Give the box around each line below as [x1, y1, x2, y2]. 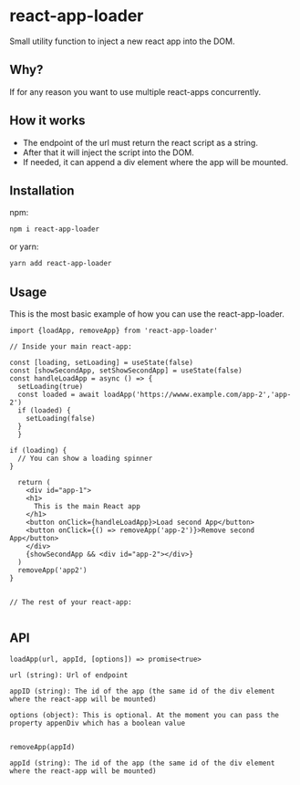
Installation [9, 183, 75, 198]
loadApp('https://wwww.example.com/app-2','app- [103, 390, 292, 399]
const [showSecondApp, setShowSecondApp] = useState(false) [9, 366, 243, 375]
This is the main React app [33, 501, 141, 511]
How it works [9, 113, 86, 129]
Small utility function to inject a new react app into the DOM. [9, 36, 235, 47]
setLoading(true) [17, 382, 84, 391]
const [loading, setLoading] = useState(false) [9, 358, 194, 367]
